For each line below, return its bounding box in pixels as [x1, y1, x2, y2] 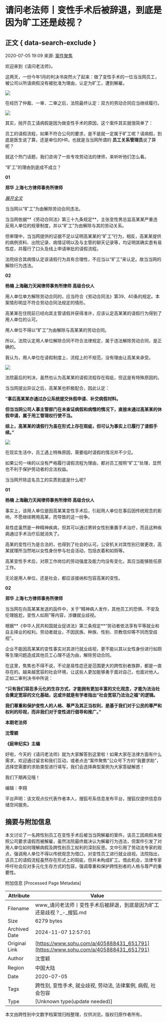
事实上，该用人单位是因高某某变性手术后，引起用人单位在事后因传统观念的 [5, 508, 158, 513]
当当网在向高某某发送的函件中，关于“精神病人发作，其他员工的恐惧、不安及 [5, 606, 160, 612]
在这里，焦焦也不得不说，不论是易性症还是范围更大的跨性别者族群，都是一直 [5, 663, 162, 669]
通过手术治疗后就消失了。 [9, 531, 62, 536]
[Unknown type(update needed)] [35, 998, 113, 1005]
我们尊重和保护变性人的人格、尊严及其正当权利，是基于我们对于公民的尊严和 [5, 703, 162, 709]
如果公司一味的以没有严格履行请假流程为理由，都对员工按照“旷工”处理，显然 [5, 460, 162, 466]
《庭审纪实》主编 [5, 741, 40, 747]
